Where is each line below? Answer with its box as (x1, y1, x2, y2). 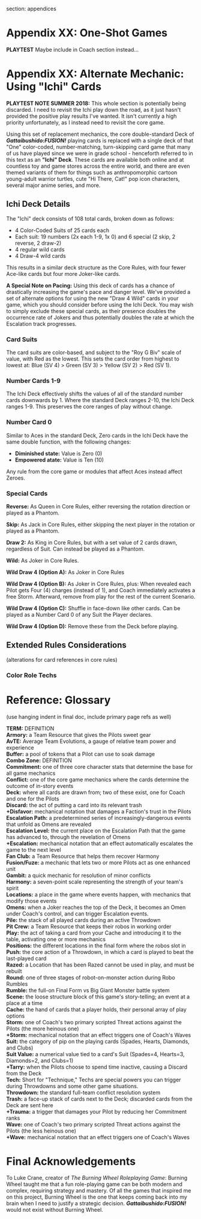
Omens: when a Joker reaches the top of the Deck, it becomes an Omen (6, 903, 186, 911)
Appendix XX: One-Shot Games (6, 26, 168, 40)
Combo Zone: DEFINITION (6, 757, 72, 764)
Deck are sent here (6, 1101, 53, 1108)
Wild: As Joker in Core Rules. (6, 557, 79, 564)
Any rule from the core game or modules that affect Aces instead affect (6, 468, 183, 475)
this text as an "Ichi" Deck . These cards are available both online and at (6, 156, 184, 163)
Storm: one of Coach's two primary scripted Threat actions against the (6, 1018, 182, 1025)
